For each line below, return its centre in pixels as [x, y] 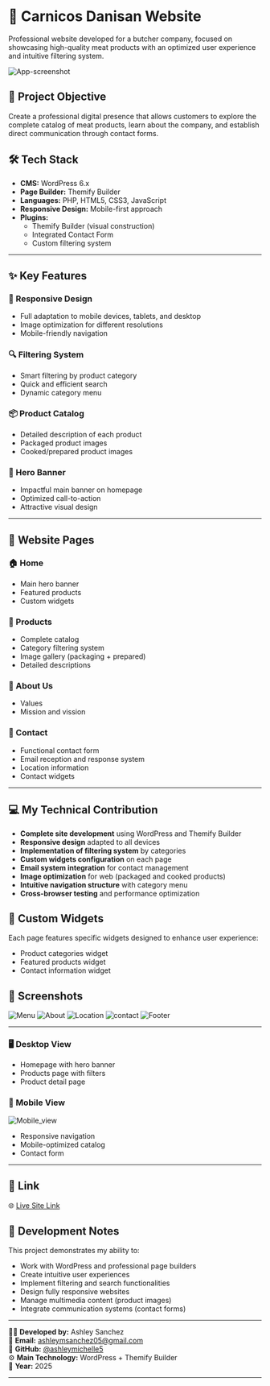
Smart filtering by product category [78, 375]
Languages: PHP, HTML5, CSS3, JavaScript [93, 200]
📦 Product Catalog [46, 414]
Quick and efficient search [64, 384]
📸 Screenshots [46, 996]
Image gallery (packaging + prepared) [83, 656]
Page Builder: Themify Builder [70, 192]
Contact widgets [47, 776]
